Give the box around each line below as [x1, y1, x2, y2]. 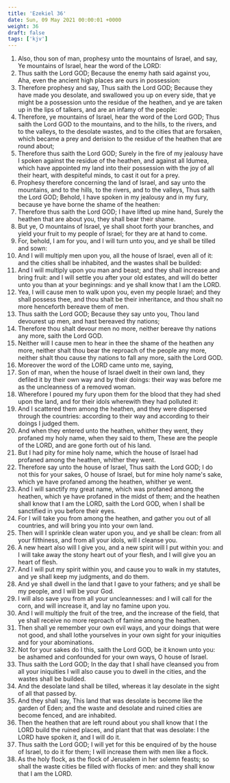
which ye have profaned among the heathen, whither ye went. [17, 478, 193, 486]
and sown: [17, 245, 47, 253]
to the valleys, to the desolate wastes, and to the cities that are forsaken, [17, 128, 222, 136]
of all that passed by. [17, 690, 77, 698]
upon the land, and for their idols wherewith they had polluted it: [17, 398, 199, 406]
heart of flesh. [17, 558, 58, 567]
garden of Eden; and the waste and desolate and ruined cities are [17, 704, 203, 712]
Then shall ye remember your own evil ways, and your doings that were [17, 624, 220, 632]
